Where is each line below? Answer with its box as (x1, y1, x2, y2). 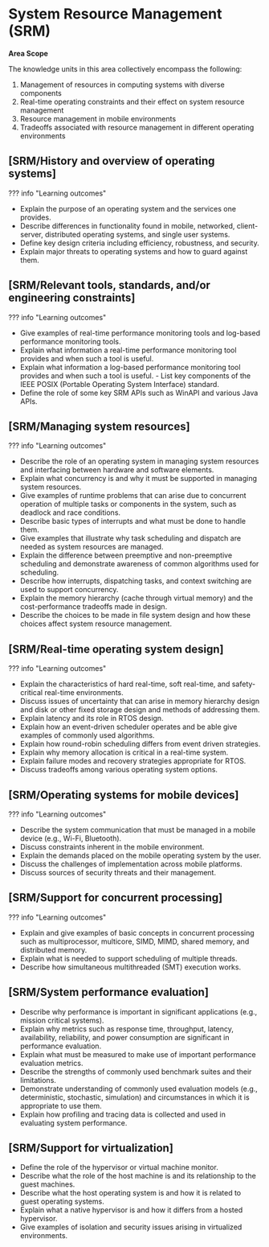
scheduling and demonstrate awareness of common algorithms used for (19, 559, 259, 569)
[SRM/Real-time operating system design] (8, 642, 224, 656)
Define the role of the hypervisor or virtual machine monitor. (19, 1163, 218, 1172)
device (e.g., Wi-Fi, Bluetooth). (19, 833, 122, 843)
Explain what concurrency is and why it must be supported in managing (19, 474, 258, 484)
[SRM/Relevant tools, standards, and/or (8, 278, 211, 292)
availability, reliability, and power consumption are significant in (19, 1032, 230, 1042)
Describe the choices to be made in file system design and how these (19, 611, 251, 620)
